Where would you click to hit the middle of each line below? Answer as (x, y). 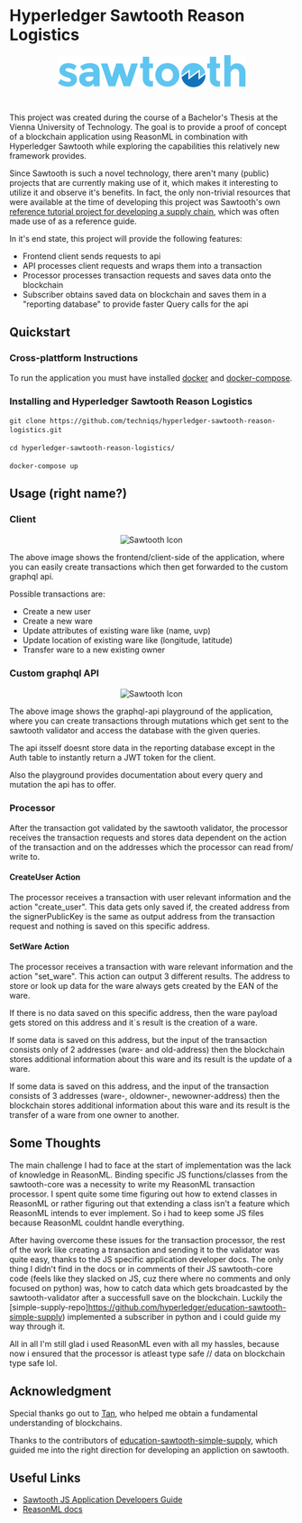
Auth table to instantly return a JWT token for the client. (113, 758)
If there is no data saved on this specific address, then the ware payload (143, 1012)
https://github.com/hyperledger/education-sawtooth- (187, 1307)
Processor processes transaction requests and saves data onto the (147, 275)
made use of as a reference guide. (73, 221)
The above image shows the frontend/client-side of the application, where (147, 558)
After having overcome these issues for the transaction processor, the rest (147, 1240)
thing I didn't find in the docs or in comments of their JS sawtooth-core (141, 1269)
